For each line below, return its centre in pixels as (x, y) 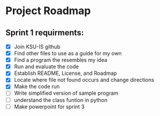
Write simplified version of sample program (66, 93)
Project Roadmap (48, 11)
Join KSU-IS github (37, 47)
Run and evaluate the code (46, 67)
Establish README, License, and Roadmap (65, 73)
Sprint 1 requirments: (45, 33)
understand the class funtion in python (61, 100)
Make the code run (37, 87)
